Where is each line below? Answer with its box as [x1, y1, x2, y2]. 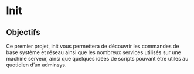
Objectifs [6, 27, 41, 37]
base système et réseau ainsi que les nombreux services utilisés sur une [6, 49, 182, 56]
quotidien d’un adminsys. [6, 61, 67, 68]
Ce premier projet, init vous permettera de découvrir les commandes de [6, 43, 179, 50]
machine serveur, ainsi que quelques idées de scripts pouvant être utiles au [6, 55, 189, 62]
